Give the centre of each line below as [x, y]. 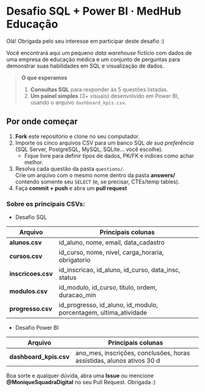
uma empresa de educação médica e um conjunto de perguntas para [93, 59]
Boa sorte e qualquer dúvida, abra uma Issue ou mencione [80, 376]
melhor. [34, 162]
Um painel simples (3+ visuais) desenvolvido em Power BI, [105, 96]
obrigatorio [75, 260]
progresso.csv [31, 309]
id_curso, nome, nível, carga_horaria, [111, 252]
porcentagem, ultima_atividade [103, 313]
